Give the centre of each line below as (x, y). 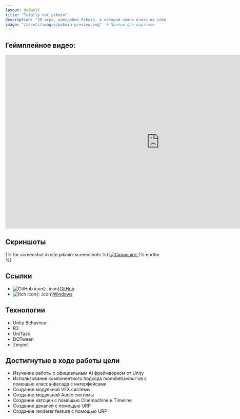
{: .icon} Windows (54, 294)
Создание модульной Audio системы (53, 395)
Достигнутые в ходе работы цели (63, 361)
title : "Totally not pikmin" (36, 15)
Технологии (25, 310)
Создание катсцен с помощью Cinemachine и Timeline (72, 400)
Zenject (21, 344)
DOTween (23, 339)
